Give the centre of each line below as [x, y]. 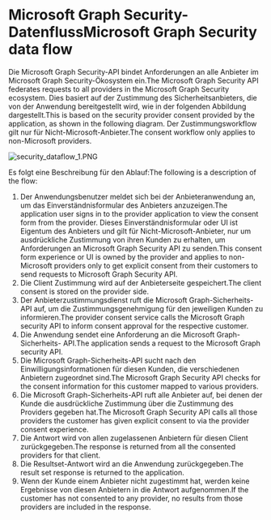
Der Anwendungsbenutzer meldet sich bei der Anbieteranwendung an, [138, 196]
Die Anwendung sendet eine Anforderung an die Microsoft [117, 334]
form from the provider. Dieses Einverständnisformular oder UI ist [129, 222]
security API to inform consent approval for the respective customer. [134, 325]
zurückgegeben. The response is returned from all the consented [128, 446]
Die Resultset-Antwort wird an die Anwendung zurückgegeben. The [132, 463]
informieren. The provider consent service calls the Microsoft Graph [132, 317]
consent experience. [54, 429]
